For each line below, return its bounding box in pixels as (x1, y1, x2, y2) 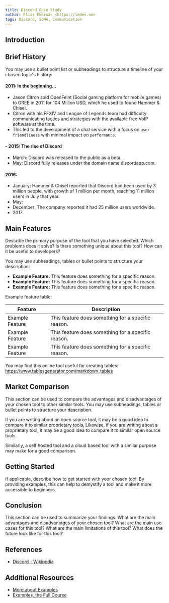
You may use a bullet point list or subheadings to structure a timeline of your (5, 66, 163, 72)
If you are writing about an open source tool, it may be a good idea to (5, 416, 148, 422)
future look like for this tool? (5, 531, 63, 537)
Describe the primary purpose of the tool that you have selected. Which (5, 238, 154, 243)
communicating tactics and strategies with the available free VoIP (12, 116, 148, 122)
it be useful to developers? (5, 248, 60, 254)
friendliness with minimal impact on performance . (12, 132, 117, 138)
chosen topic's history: (5, 71, 53, 77)
